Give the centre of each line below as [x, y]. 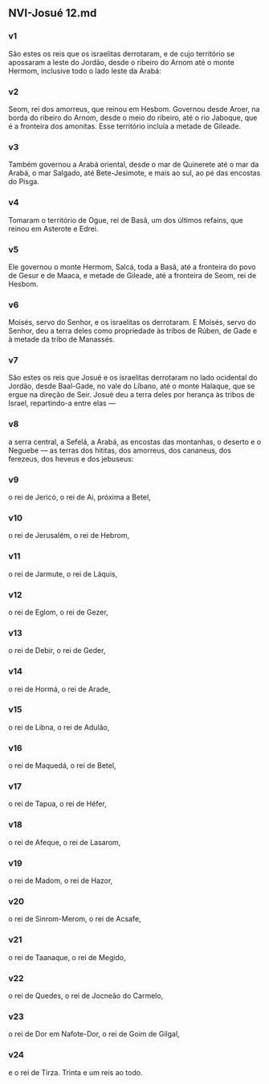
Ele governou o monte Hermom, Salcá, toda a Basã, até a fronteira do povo [132, 267]
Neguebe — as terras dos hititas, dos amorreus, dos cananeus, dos [120, 450]
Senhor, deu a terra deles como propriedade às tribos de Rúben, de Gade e [133, 331]
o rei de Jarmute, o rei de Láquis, [63, 573]
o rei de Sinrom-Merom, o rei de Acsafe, [75, 919]
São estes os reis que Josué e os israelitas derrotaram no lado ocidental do [133, 378]
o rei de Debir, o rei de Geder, [57, 651]
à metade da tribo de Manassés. [61, 339]
